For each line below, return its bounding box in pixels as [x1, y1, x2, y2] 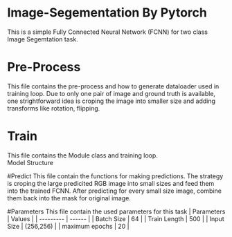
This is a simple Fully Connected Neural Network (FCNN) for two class [7, 28, 208, 36]
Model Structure [7, 158, 54, 167]
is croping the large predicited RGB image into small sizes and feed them [7, 179, 215, 187]
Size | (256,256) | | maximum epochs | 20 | [7, 222, 130, 230]
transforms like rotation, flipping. [7, 104, 100, 112]
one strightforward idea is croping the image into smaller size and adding [7, 97, 216, 105]
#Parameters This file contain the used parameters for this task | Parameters [7, 207, 226, 216]
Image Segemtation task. [7, 35, 78, 43]
